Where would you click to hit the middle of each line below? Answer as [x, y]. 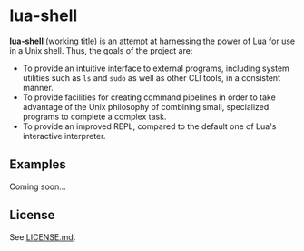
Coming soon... [38, 186]
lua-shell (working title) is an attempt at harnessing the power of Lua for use [152, 41]
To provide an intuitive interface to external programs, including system [156, 68]
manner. [38, 87]
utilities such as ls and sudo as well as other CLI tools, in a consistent [152, 77]
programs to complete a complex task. [94, 116]
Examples [38, 165]
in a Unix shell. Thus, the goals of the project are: [101, 50]
